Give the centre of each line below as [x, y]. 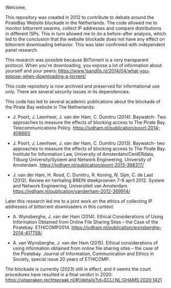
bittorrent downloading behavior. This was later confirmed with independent [85, 45]
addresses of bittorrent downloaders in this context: [60, 207]
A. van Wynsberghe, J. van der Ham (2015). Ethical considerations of [85, 243]
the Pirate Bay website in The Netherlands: [50, 107]
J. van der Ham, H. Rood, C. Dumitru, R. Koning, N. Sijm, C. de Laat [83, 175]
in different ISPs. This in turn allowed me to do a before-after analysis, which [86, 34]
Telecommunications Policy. [42, 128]
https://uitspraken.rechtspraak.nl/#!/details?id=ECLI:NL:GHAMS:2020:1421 [84, 280]
